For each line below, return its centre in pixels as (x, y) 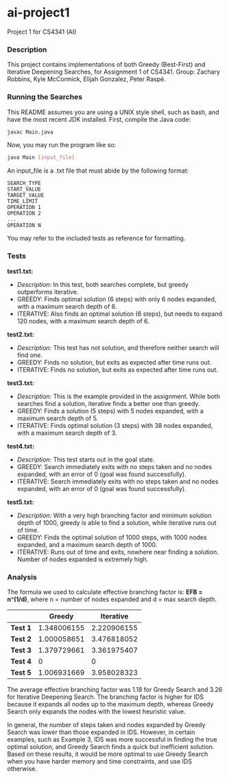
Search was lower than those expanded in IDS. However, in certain (101, 732)
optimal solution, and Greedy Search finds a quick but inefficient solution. (111, 746)
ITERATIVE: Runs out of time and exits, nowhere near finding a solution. (118, 552)
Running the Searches (45, 97)
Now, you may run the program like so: (62, 145)
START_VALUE (24, 190)
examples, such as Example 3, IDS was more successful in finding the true (112, 739)
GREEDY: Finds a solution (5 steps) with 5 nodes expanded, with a (110, 411)
